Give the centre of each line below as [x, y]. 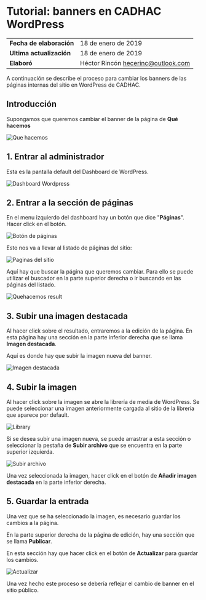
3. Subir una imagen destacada [67, 316]
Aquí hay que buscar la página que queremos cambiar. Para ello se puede [100, 272]
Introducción [32, 104]
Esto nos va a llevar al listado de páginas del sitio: [69, 248]
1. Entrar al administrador [55, 157]
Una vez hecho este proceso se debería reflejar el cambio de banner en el [100, 583]
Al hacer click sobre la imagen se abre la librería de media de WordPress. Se [103, 402]
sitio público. [22, 590]
